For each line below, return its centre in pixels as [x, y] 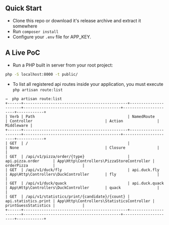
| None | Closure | [82, 148]
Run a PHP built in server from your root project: [63, 65]
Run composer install [35, 31]
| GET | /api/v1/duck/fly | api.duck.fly [82, 170]
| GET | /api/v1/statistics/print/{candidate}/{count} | [68, 197]
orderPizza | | [45, 165]
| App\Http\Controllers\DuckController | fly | [82, 174]
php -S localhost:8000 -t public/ [42, 74]
